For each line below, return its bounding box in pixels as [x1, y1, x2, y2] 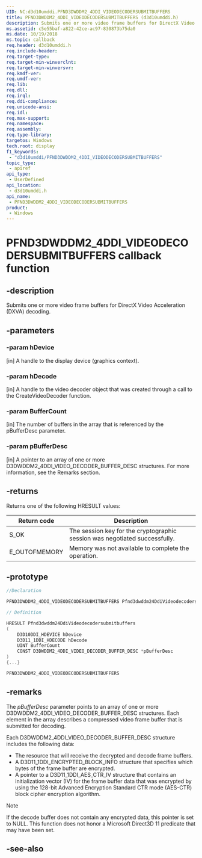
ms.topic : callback [6, 37, 55, 43]
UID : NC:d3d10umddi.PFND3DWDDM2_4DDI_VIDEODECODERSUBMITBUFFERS [6, 8, 171, 15]
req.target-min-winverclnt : [6, 59, 77, 65]
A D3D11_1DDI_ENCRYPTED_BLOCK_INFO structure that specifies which [14, 758, 194, 765]
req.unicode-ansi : [6, 103, 52, 110]
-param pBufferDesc [6, 442, 68, 451]
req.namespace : [6, 121, 44, 127]
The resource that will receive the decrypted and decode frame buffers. [14, 752, 193, 759]
